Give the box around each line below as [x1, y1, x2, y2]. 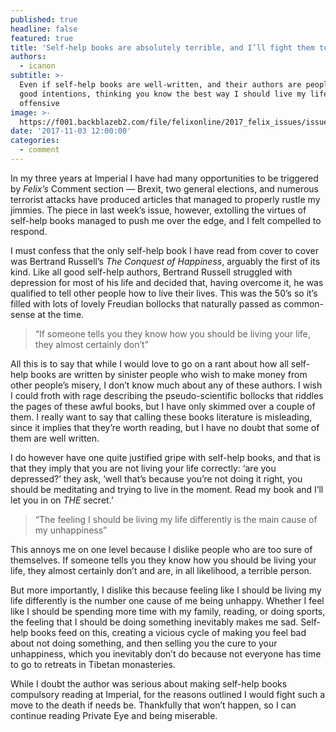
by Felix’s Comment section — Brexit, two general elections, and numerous [10, 182, 319, 195]
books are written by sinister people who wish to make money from [30, 368, 308, 380]
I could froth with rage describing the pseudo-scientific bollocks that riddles [10, 389, 324, 401]
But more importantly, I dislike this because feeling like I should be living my [10, 584, 322, 596]
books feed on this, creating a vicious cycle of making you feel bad [30, 626, 307, 638]
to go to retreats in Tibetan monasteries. [10, 658, 176, 670]
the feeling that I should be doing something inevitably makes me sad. [10, 616, 299, 628]
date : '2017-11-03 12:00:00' [10, 126, 132, 136]
